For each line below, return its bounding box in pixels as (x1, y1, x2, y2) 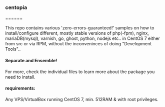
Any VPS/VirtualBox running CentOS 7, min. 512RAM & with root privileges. (5, 96, 158, 102)
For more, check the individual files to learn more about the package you (5, 69, 155, 75)
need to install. (5, 74, 36, 80)
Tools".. (5, 46, 21, 52)
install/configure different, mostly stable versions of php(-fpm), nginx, (5, 30, 149, 36)
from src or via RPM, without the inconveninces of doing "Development (5, 41, 152, 47)
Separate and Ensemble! (5, 57, 57, 63)
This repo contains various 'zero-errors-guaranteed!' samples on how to (5, 25, 154, 31)
